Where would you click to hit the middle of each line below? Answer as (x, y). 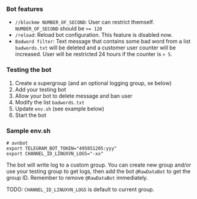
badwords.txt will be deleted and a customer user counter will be (95, 48)
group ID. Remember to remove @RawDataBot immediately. (77, 177)
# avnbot (17, 143)
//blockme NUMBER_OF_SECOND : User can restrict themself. (85, 22)
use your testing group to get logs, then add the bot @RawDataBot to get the (98, 171)
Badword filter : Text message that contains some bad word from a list (103, 42)
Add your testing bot (40, 89)
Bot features (25, 9)
